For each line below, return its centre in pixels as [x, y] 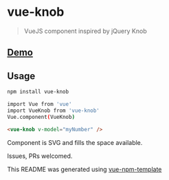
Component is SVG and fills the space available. [75, 142]
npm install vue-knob [38, 92]
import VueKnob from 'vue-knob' [53, 111]
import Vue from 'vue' [40, 104]
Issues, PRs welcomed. [40, 156]
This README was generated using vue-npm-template [84, 169]
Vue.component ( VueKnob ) [41, 117]
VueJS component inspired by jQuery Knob [85, 31]
